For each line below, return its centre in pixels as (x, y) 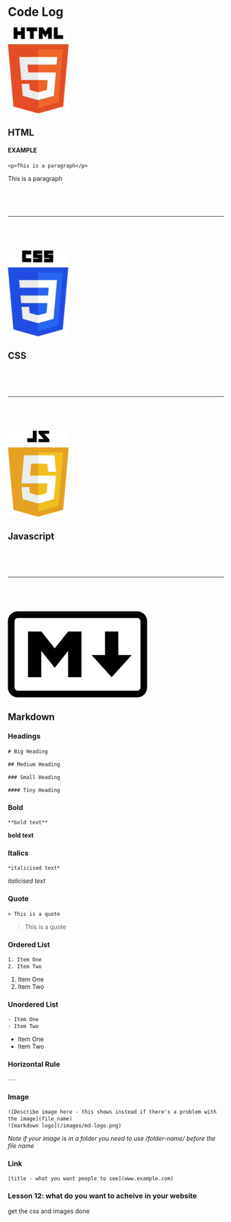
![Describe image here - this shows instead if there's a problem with (112, 1112)
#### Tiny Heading (34, 790)
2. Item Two (25, 967)
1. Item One (25, 960)
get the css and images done (49, 1211)
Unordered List (33, 1004)
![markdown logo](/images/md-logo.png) (65, 1126)
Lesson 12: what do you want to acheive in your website (102, 1196)
